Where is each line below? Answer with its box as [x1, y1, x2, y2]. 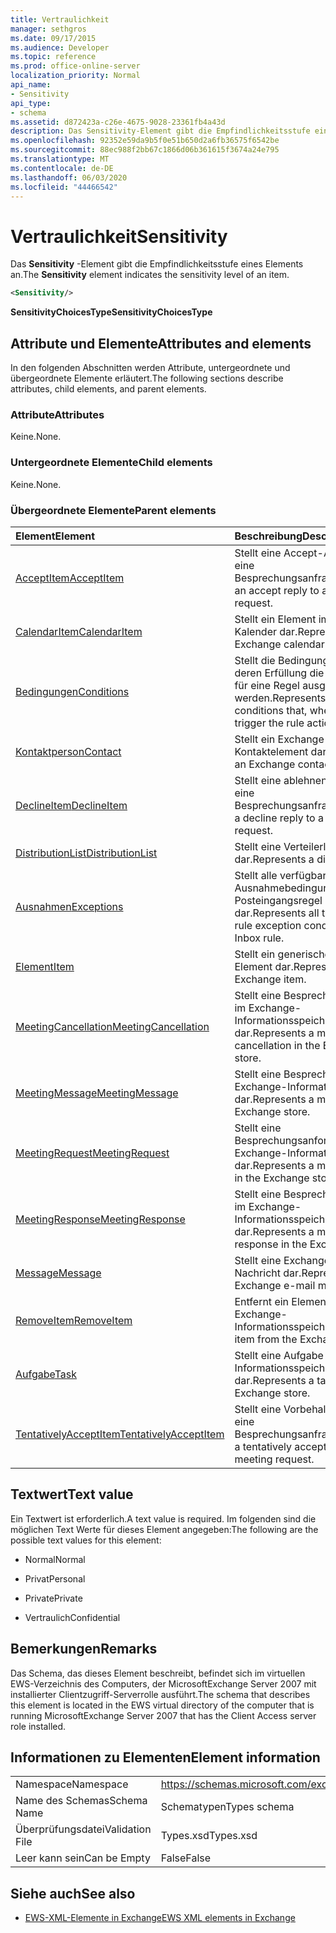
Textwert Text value [10, 1486, 134, 1503]
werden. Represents [234, 691, 327, 705]
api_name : [10, 80, 52, 90]
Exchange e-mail [234, 1278, 316, 1292]
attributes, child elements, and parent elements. [10, 383, 207, 395]
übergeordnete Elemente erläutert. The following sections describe [10, 372, 284, 384]
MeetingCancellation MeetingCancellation [15, 1019, 210, 1033]
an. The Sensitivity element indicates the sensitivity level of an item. [10, 269, 290, 281]
